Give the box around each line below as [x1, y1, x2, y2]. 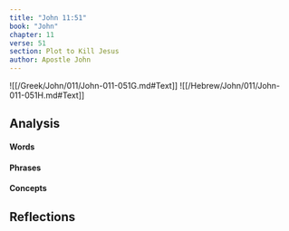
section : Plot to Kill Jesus [9, 47, 120, 56]
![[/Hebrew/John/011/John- [179, 81, 281, 91]
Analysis [9, 116, 61, 131]
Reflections [9, 209, 76, 225]
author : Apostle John [9, 55, 92, 64]
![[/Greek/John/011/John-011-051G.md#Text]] [9, 81, 178, 91]
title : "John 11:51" [9, 13, 88, 23]
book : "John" [9, 22, 59, 31]
